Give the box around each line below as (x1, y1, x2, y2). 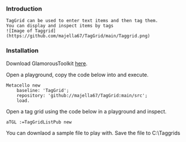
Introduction (6, 5, 42, 13)
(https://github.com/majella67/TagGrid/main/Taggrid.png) (6, 33, 150, 39)
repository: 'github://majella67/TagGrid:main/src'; (16, 93, 148, 98)
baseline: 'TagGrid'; (16, 87, 69, 93)
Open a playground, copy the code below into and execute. (6, 71, 149, 78)
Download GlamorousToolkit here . (6, 60, 88, 67)
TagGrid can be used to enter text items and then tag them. (6, 18, 159, 24)
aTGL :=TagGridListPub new (6, 119, 72, 125)
